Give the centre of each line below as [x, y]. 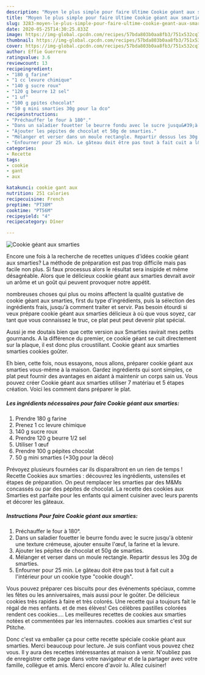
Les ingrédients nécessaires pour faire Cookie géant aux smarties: [93, 403]
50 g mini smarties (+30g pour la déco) [64, 458]
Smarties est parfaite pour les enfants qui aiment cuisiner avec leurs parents [102, 495]
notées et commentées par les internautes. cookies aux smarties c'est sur [99, 621]
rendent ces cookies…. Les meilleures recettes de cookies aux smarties [96, 615]
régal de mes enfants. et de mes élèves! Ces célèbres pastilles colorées [97, 608]
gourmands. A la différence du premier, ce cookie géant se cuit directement [102, 338]
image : [15, 35]
